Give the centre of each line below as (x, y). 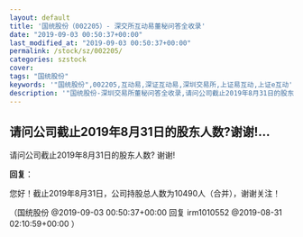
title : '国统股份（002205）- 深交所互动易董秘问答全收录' (107, 26)
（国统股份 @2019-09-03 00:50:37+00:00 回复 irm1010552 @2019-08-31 (146, 213)
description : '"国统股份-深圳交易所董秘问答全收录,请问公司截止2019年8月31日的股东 (152, 93)
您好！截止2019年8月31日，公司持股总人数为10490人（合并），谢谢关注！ (145, 194)
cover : (22, 68)
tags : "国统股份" (39, 77)
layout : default (40, 18)
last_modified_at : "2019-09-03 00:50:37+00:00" (101, 43)
